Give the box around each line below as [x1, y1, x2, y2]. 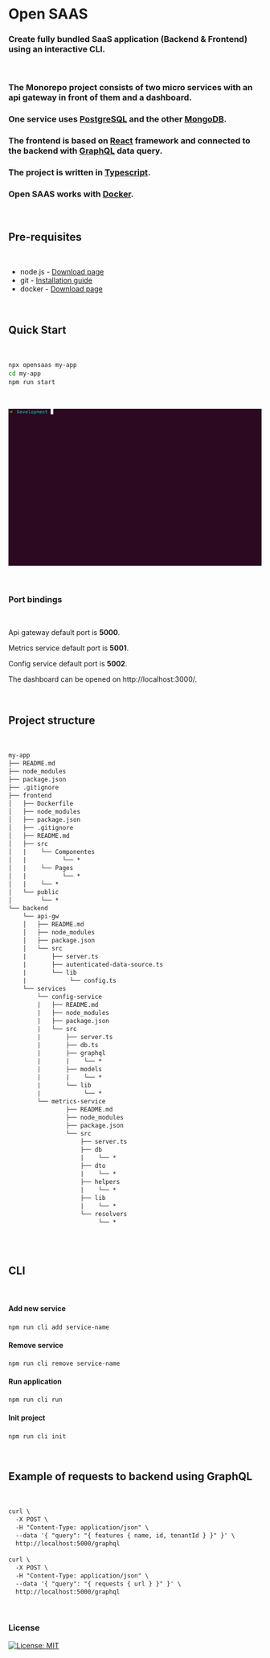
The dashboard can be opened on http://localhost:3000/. [8, 674, 198, 684]
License [8, 1623, 40, 1634]
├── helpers [80, 1178, 121, 1186]
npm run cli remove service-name [8, 1359, 121, 1368]
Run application [8, 1376, 63, 1386]
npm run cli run [8, 1396, 63, 1404]
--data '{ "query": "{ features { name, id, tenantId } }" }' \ [15, 1532, 235, 1540]
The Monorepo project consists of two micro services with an [8, 82, 253, 93]
